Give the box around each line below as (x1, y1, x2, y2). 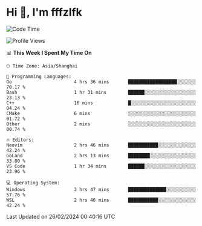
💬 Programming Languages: (6, 74, 71, 80)
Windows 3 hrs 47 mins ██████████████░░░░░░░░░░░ (6, 186, 197, 192)
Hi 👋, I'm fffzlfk (6, 5, 83, 19)
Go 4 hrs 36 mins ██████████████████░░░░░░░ (6, 78, 197, 85)
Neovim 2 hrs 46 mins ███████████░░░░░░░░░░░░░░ (6, 142, 197, 148)
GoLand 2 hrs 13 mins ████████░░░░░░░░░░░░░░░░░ (6, 152, 197, 159)
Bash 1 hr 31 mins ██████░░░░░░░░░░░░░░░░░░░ (6, 89, 197, 95)
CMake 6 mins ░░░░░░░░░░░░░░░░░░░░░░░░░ (6, 110, 197, 116)
